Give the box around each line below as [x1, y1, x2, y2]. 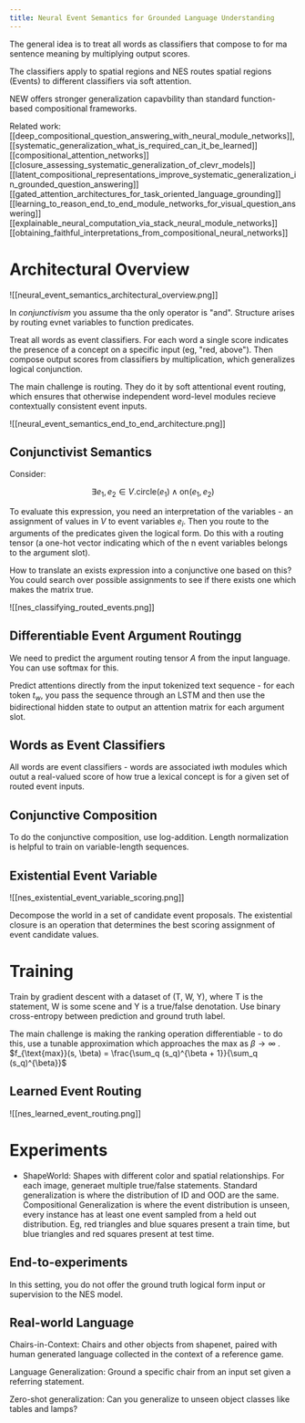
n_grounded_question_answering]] [9, 179, 139, 190]
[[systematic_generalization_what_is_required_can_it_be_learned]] [9, 140, 258, 151]
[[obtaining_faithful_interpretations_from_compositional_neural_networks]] [9, 227, 289, 238]
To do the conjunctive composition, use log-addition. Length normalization [9, 832, 290, 843]
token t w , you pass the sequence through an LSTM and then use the [9, 690, 266, 702]
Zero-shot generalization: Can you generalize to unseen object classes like [9, 1394, 290, 1405]
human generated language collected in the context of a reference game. [9, 1349, 284, 1360]
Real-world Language [9, 1314, 135, 1330]
